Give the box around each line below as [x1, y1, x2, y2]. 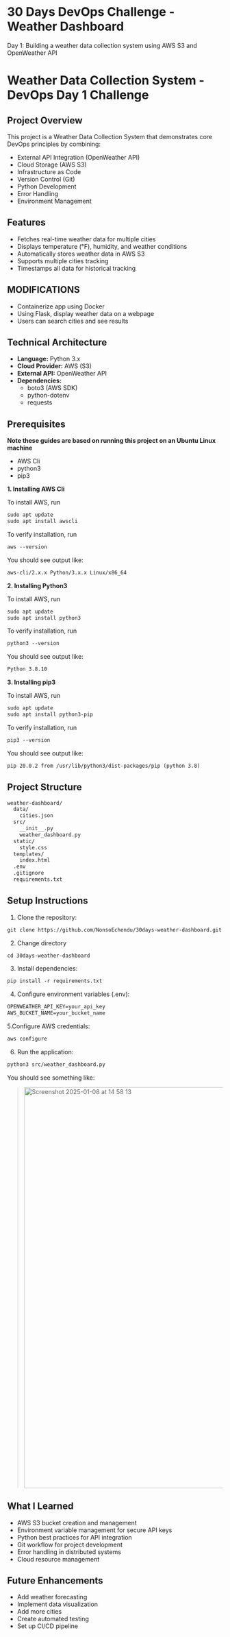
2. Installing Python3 [7, 581, 68, 590]
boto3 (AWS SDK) [27, 384, 78, 392]
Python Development [16, 182, 77, 191]
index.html [19, 857, 51, 864]
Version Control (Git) [16, 175, 75, 183]
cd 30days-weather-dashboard [7, 952, 90, 959]
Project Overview [7, 114, 83, 126]
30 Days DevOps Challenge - [7, 4, 175, 20]
